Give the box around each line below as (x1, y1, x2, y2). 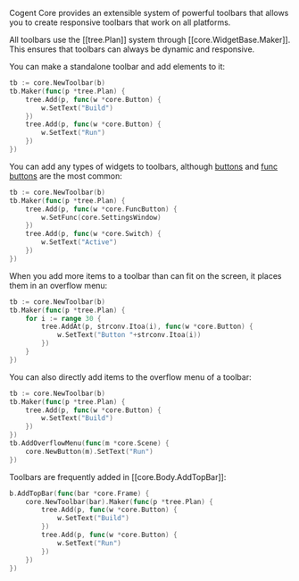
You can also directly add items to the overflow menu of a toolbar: (9, 371, 252, 383)
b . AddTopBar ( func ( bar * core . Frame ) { (9, 489, 150, 498)
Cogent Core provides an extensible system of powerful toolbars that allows (9, 8, 289, 18)
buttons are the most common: (9, 170, 123, 181)
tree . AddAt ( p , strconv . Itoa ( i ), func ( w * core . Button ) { (41, 322, 253, 332)
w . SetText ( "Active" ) (41, 238, 118, 247)
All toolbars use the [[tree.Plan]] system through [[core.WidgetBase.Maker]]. (9, 35, 291, 45)
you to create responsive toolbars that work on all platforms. (9, 17, 231, 28)
